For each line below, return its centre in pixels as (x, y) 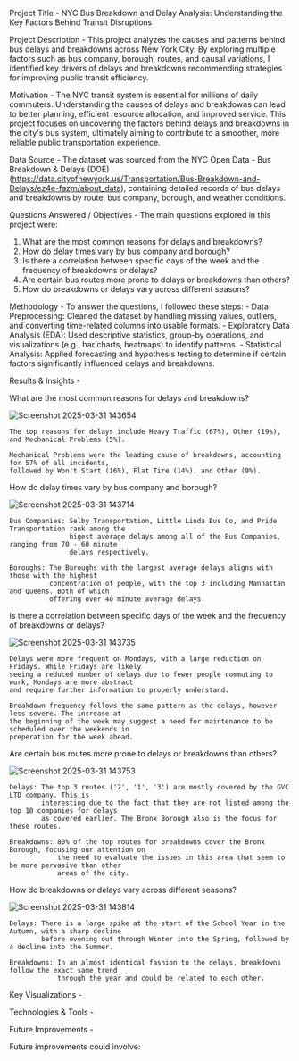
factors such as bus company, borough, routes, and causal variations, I (140, 58)
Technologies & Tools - (52, 1012)
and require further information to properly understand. (119, 690)
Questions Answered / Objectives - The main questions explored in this (140, 215)
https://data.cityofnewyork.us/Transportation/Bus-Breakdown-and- (136, 179)
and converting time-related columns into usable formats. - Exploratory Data (149, 326)
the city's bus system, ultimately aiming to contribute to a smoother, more (145, 133)
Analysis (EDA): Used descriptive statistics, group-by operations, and (137, 335)
